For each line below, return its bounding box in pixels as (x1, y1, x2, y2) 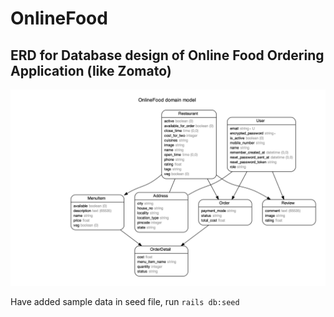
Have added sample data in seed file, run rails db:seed (10, 296, 240, 308)
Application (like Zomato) (10, 62, 172, 79)
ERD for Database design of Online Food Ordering (10, 47, 325, 64)
